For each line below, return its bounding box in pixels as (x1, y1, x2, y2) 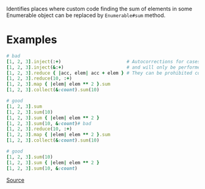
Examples (6, 33, 57, 47)
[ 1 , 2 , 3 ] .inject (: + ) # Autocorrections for (6, 58, 184, 64)
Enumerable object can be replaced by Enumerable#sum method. (6, 12, 166, 19)
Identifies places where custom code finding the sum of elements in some (6, 5, 192, 12)
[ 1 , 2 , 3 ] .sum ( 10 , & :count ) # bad (6, 120, 92, 126)
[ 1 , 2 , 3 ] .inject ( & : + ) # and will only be (6, 64, 176, 70)
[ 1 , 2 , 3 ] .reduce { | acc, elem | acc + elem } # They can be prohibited (6, 70, 193, 76)
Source (6, 176, 24, 184)
